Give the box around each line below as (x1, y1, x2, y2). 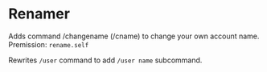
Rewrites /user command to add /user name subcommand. (8, 55, 203, 65)
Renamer (8, 5, 71, 23)
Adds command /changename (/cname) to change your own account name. (8, 31, 260, 41)
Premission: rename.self (8, 39, 89, 49)
